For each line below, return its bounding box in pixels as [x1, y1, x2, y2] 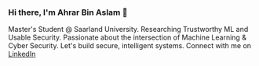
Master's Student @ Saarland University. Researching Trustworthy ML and [8, 25, 249, 34]
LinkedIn [8, 50, 36, 59]
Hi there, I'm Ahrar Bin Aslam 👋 [8, 7, 128, 18]
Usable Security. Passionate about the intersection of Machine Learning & [8, 33, 247, 42]
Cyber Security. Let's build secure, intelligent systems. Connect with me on [8, 41, 252, 50]
